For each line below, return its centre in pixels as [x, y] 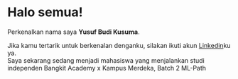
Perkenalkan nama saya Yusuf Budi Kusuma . [74, 32]
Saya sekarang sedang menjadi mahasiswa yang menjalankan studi [106, 60]
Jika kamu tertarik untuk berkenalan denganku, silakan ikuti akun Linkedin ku [119, 45]
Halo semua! [45, 12]
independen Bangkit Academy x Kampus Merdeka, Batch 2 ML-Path [107, 68]
